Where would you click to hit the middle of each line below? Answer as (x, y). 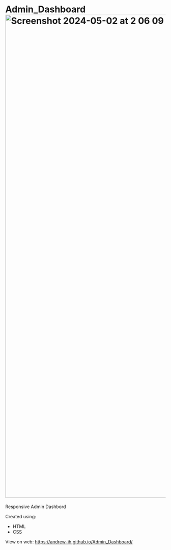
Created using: (21, 516)
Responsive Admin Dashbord (36, 507)
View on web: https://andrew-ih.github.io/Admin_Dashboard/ (69, 542)
